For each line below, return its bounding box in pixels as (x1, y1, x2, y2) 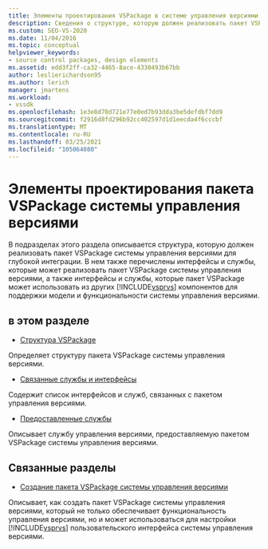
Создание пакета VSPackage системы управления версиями (19, 482, 229, 492)
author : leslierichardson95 (8, 71, 102, 79)
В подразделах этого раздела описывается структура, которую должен (8, 240, 254, 250)
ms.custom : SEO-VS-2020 (8, 26, 88, 34)
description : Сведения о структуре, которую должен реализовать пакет (8, 19, 248, 27)
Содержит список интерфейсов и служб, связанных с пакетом (8, 390, 223, 400)
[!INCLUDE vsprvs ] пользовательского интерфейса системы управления (8, 523, 254, 532)
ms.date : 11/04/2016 (8, 34, 77, 42)
